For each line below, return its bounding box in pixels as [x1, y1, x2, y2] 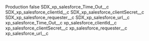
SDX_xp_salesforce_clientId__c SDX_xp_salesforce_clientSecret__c [5, 9, 144, 15]
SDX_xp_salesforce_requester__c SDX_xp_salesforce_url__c [5, 14, 130, 20]
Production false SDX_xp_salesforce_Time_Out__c [5, 4, 109, 9]
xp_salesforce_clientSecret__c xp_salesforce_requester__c [5, 25, 128, 31]
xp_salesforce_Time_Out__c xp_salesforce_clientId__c [5, 20, 117, 25]
